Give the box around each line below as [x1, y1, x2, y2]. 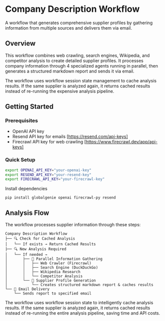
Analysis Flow [5, 209, 49, 217]
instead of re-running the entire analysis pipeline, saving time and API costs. [5, 310, 161, 316]
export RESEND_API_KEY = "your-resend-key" [5, 172, 92, 177]
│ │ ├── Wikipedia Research [5, 270, 81, 275]
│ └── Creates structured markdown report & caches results [5, 283, 154, 287]
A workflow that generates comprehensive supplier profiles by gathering [5, 20, 153, 26]
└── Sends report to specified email [14, 291, 92, 296]
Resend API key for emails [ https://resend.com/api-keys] [12, 134, 128, 140]
